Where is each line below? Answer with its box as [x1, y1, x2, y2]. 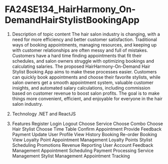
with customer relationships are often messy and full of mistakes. [12, 47, 148, 53]
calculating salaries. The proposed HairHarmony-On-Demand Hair [12, 63, 150, 69]
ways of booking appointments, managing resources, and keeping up [12, 42, 157, 48]
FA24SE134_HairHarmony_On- [5, 4, 136, 15]
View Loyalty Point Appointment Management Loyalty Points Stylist [12, 137, 152, 143]
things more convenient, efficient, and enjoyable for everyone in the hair [12, 95, 163, 102]
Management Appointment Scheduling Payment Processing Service [12, 147, 154, 153]
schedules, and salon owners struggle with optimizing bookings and [12, 58, 154, 64]
